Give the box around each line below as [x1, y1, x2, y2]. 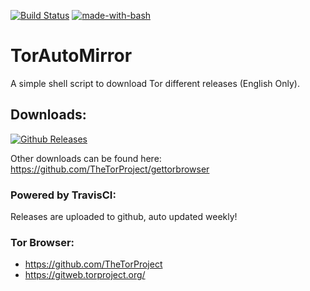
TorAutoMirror [10, 45, 133, 67]
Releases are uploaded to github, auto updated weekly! [10, 211, 238, 223]
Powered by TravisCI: [10, 188, 117, 202]
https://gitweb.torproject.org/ [24, 269, 146, 281]
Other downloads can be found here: [10, 152, 162, 164]
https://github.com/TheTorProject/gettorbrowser [10, 163, 210, 175]
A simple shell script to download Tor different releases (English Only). [10, 77, 300, 89]
